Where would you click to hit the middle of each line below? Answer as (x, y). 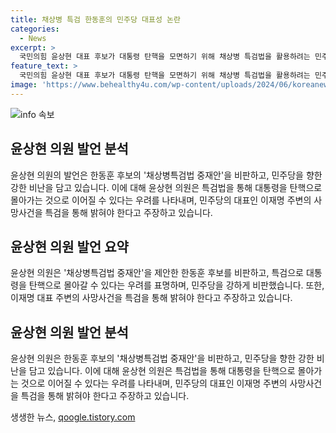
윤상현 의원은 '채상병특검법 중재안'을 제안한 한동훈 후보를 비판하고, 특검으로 (157, 273)
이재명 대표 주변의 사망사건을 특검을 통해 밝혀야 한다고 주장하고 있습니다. (151, 298)
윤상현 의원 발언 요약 (69, 246)
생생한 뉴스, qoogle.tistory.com (73, 417)
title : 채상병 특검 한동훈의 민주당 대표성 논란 (95, 19)
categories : (35, 29)
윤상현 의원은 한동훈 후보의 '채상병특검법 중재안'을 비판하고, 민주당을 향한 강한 (162, 358)
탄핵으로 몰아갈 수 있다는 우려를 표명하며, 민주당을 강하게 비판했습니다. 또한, (176, 285)
